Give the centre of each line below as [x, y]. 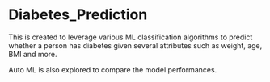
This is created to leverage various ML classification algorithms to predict [131, 37]
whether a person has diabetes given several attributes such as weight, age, [135, 45]
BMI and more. [33, 54]
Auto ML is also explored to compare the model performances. [113, 69]
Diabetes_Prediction [78, 15]
